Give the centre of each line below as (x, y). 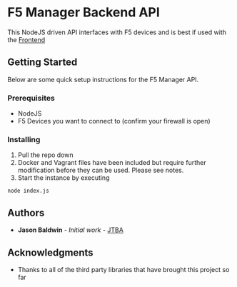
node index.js (29, 191)
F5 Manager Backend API (84, 12)
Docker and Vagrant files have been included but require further (112, 163)
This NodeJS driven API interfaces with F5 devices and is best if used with (117, 32)
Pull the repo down (45, 155)
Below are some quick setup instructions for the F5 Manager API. (103, 79)
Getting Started (42, 62)
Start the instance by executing (64, 178)
